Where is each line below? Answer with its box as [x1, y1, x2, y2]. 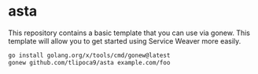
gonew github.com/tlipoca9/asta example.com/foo [8, 58, 171, 66]
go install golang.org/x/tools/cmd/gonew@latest [8, 51, 171, 59]
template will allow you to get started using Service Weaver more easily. [8, 36, 241, 45]
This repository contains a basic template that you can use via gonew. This [8, 28, 250, 37]
